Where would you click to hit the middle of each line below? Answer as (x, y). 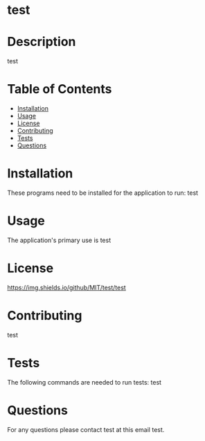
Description (42, 42)
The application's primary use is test (59, 240)
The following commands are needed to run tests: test (84, 382)
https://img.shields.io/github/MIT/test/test (66, 287)
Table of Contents (60, 89)
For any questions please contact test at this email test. (86, 429)
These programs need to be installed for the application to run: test (103, 193)
